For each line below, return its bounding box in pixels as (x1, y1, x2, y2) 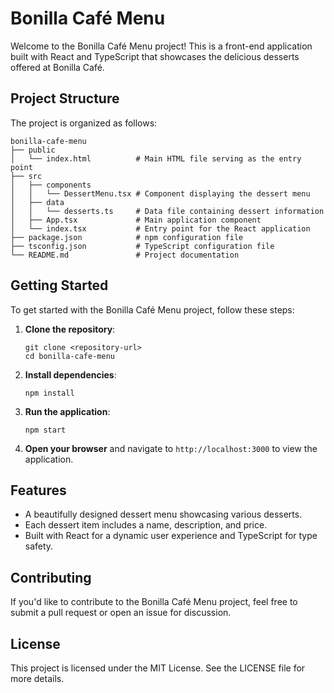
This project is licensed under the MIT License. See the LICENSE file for (10, 662, 306, 674)
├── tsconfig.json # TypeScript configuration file (10, 241, 275, 251)
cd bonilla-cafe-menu (24, 351, 115, 361)
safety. (24, 540, 54, 552)
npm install (24, 388, 75, 398)
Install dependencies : (24, 368, 117, 381)
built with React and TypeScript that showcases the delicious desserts (10, 50, 300, 62)
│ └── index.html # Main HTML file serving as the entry (10, 153, 302, 164)
